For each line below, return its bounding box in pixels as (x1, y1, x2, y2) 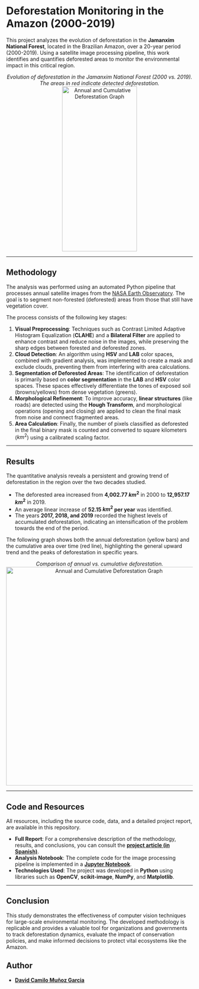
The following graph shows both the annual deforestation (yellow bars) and (6, 536, 190, 544)
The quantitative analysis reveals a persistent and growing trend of (6, 472, 169, 479)
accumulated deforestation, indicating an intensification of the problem (14, 519, 188, 526)
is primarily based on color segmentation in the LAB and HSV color (14, 376, 181, 383)
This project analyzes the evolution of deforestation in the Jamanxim (6, 36, 175, 43)
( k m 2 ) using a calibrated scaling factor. (14, 432, 110, 441)
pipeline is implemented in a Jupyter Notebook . (14, 861, 132, 868)
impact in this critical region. (6, 61, 75, 69)
